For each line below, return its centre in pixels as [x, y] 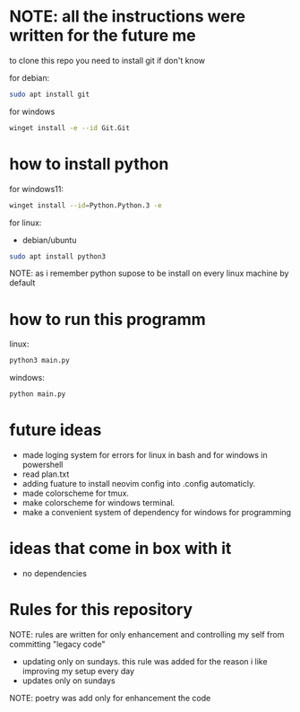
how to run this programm [107, 319]
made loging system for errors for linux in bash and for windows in [145, 455]
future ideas [56, 431]
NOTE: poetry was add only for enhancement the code [110, 698]
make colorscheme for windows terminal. [99, 503]
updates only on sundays [69, 681]
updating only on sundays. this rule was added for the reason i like [145, 661]
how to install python [89, 164]
